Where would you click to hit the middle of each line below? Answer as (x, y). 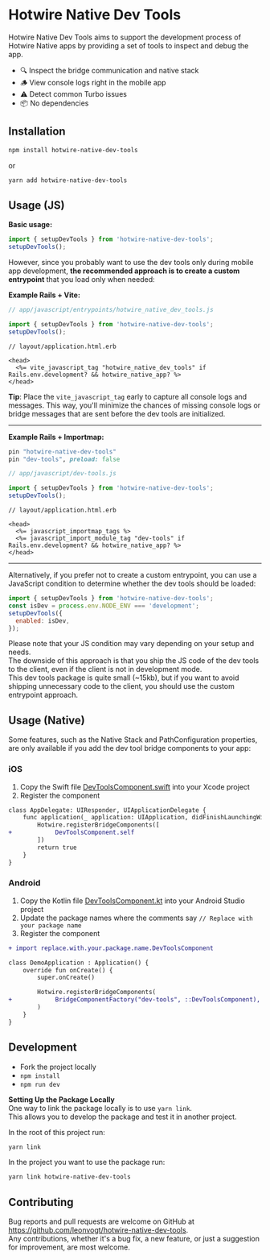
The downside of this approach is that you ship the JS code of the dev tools (134, 661)
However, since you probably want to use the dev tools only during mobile (131, 263)
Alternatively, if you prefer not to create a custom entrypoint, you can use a (133, 575)
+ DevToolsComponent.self (72, 833)
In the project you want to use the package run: (87, 1163)
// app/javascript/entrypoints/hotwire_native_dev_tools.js (111, 310)
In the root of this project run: (57, 1132)
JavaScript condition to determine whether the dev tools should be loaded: (132, 584)
